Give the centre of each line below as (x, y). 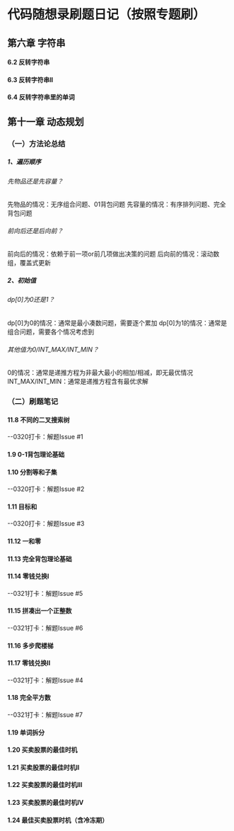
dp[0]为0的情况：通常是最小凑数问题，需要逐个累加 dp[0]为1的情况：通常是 (117, 323)
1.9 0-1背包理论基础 (36, 454)
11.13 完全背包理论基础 (40, 559)
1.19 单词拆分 (26, 732)
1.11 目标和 (22, 507)
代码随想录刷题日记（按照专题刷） (107, 15)
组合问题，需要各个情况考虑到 (51, 332)
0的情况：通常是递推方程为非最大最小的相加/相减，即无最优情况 (100, 373)
